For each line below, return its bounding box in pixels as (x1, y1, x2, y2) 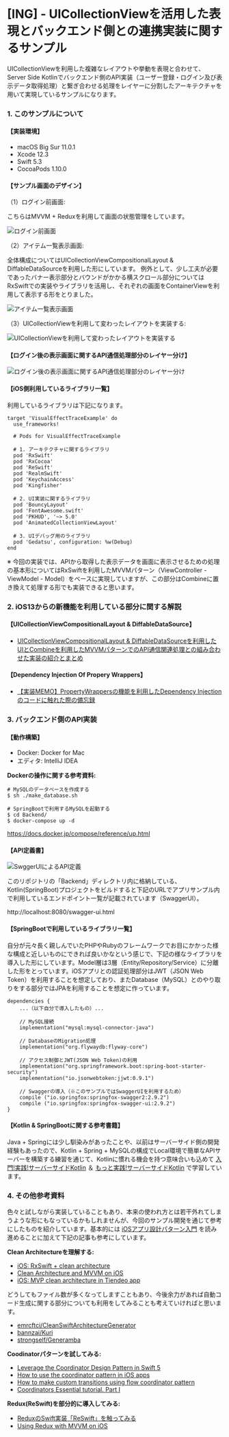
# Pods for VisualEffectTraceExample (13, 432, 121, 439)
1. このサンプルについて (7, 109, 84, 119)
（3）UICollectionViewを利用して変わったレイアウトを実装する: (7, 319, 187, 328)
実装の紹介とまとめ (29, 654, 83, 662)
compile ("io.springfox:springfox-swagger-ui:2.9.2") (19, 1100, 176, 1107)
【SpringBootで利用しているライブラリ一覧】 (7, 924, 136, 933)
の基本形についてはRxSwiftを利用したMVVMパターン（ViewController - (7, 566, 207, 574)
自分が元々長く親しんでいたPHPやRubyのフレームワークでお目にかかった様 (7, 941, 219, 949)
